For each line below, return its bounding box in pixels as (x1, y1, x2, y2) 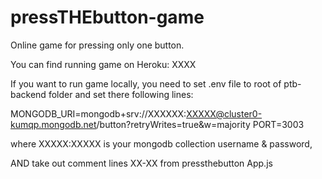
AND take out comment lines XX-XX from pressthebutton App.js (10, 157, 273, 169)
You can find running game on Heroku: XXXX (10, 58, 197, 70)
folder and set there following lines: (48, 88, 194, 100)
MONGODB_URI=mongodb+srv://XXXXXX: (10, 107, 187, 120)
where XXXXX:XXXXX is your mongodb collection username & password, (10, 137, 313, 150)
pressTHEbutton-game (10, 6, 205, 29)
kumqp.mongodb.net (10, 118, 97, 130)
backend (10, 88, 47, 100)
